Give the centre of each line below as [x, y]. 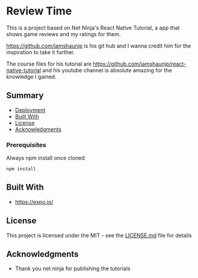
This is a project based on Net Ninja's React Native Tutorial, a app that [93, 28]
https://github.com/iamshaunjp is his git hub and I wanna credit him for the [99, 46]
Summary [25, 95]
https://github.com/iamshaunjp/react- [140, 64]
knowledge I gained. [31, 76]
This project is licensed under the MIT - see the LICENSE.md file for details [99, 235]
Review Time [39, 11]
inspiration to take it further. [41, 52]
